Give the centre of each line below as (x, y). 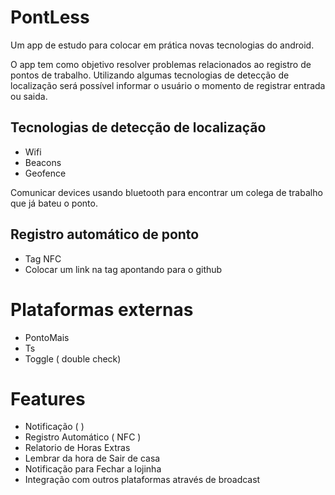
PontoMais (47, 337)
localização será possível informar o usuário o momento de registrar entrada (168, 85)
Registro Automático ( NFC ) (83, 437)
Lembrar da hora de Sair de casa (92, 458)
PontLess (50, 17)
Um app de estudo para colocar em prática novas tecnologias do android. (162, 45)
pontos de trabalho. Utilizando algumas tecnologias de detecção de (150, 75)
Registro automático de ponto (105, 234)
